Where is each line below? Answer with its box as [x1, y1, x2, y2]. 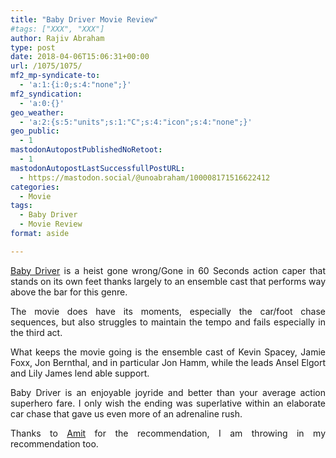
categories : [10, 182, 60, 192]
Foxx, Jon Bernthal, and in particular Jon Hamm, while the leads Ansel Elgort [10, 356, 326, 368]
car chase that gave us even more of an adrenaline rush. [10, 407, 243, 420]
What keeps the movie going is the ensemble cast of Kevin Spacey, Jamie [10, 346, 326, 358]
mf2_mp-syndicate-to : [10, 71, 101, 81]
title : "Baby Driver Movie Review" [10, 14, 159, 25]
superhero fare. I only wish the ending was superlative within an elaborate [10, 397, 326, 409]
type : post [10, 42, 56, 53]
